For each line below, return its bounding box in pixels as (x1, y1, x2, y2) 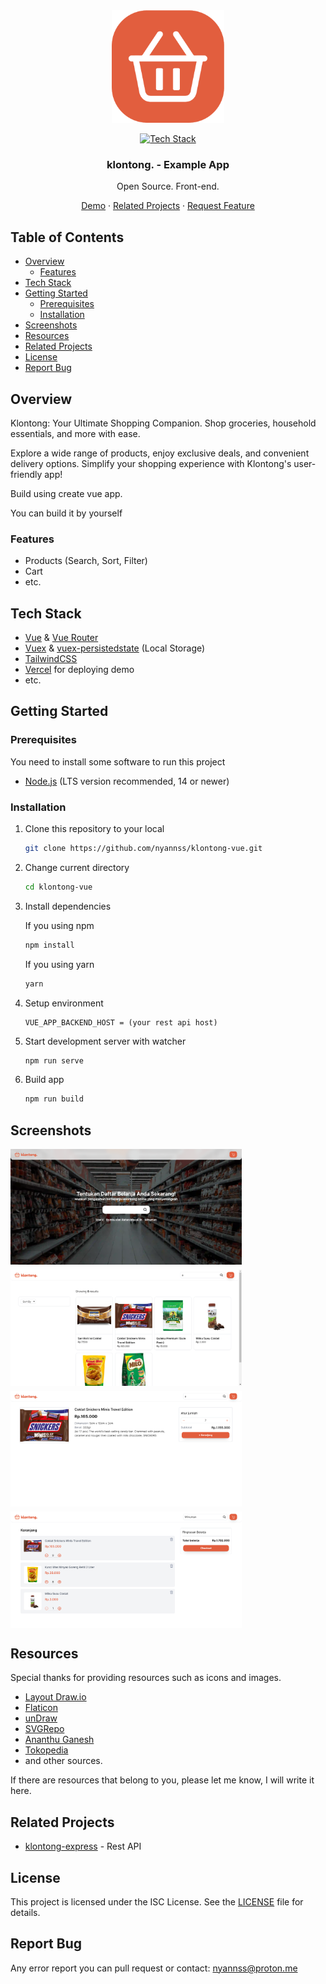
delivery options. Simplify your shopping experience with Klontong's (10, 457, 292, 469)
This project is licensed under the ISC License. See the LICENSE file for (10, 1895, 304, 1908)
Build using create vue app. (10, 487, 123, 499)
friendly (10, 468, 43, 480)
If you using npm (24, 919, 95, 931)
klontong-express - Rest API (24, 1840, 142, 1853)
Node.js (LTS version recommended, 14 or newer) (24, 775, 230, 787)
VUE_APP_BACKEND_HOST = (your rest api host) (24, 1017, 218, 1028)
